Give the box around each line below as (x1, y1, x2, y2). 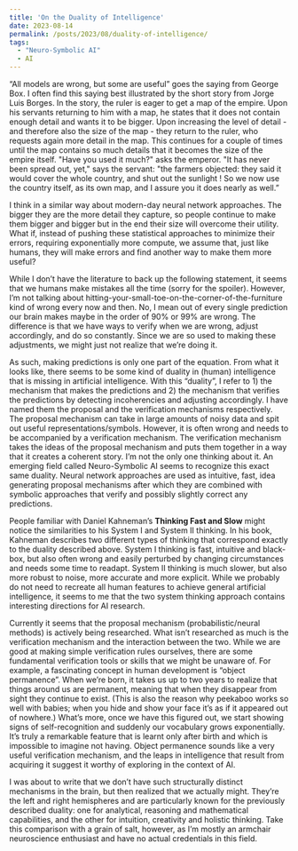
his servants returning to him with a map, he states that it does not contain (9, 107, 281, 117)
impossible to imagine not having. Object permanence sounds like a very (9, 741, 275, 751)
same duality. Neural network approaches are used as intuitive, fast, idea (9, 470, 276, 481)
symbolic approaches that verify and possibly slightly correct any (9, 489, 248, 499)
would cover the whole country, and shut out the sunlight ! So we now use (9, 173, 280, 183)
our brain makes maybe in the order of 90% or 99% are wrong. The (9, 312, 256, 322)
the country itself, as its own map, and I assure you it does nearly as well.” (9, 183, 279, 193)
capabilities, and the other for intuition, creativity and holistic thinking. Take (9, 815, 284, 824)
